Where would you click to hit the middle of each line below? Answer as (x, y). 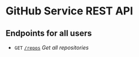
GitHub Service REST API (69, 11)
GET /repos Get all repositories (51, 47)
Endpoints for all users (49, 33)
